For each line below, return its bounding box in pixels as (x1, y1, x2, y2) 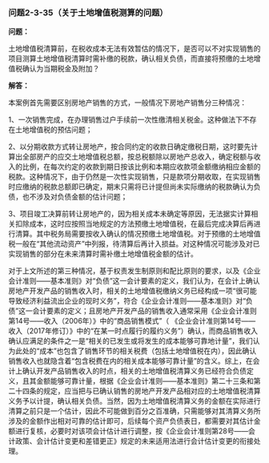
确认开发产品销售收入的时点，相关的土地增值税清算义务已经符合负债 (22, 366, 247, 376)
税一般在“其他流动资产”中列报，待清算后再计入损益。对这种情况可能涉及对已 (8, 239, 260, 249)
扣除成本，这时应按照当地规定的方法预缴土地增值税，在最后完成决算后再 (14, 219, 254, 229)
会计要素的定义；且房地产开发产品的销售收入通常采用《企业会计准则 (32, 306, 258, 316)
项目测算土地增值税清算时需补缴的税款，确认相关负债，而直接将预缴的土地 (8, 54, 254, 63)
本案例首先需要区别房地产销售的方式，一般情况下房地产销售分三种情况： (8, 98, 247, 107)
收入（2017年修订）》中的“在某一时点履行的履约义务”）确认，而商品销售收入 (8, 326, 259, 336)
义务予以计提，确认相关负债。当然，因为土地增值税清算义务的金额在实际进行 (8, 397, 261, 406)
